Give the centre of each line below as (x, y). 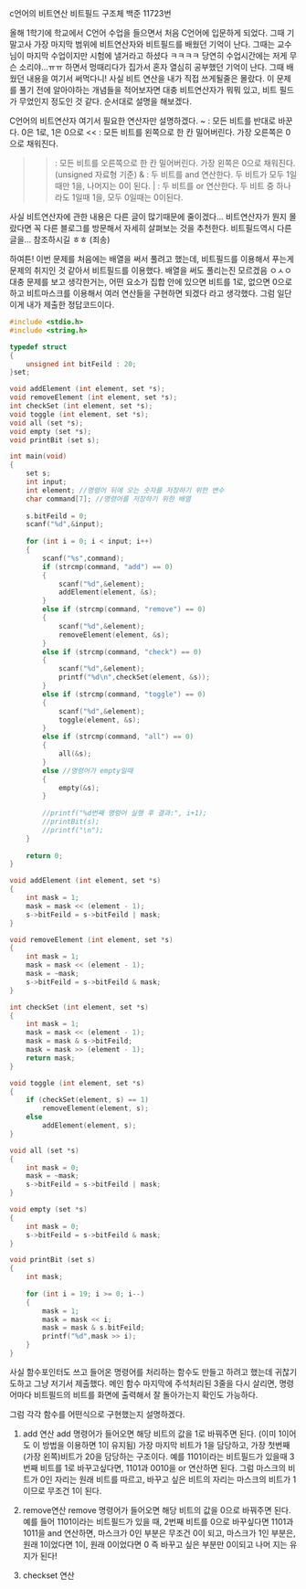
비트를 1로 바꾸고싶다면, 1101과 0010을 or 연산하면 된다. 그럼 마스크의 (163, 1467)
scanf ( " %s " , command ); (84, 558)
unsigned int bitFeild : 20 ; (81, 364)
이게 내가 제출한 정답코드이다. (62, 305)
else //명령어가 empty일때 (88, 770)
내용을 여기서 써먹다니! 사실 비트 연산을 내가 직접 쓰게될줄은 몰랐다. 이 (150, 79)
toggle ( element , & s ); (100, 720)
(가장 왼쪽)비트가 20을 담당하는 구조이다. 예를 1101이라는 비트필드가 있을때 (155, 1457)
